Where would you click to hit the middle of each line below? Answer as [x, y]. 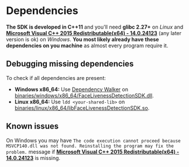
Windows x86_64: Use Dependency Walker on [71, 89]
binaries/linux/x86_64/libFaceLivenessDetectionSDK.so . [82, 108]
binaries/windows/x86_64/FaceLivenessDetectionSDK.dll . [84, 95]
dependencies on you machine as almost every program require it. [87, 46]
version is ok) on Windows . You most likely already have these [83, 39]
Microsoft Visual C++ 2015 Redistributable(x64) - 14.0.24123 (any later [94, 33]
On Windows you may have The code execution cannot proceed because [93, 140]
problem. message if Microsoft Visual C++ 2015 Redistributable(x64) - [93, 152]
